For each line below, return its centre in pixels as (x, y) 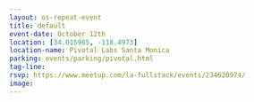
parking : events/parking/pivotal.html (81, 59)
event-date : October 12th (57, 34)
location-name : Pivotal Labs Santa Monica (89, 51)
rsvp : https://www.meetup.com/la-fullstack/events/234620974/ (127, 75)
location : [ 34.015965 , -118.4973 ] (74, 42)
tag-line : (28, 67)
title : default (38, 26)
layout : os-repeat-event (55, 17)
